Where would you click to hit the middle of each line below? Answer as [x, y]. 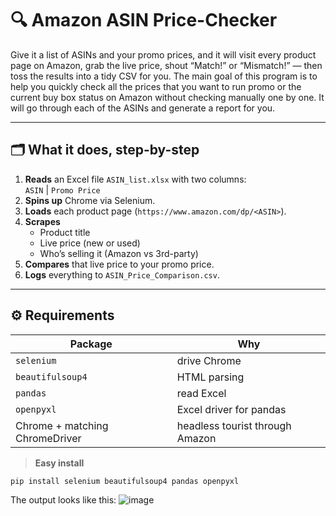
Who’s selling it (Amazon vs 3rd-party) [119, 253]
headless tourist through [234, 425]
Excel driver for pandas [231, 409]
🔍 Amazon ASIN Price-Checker [144, 20]
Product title [65, 232]
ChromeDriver [48, 438]
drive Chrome [209, 360]
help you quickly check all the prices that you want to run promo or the [156, 86]
